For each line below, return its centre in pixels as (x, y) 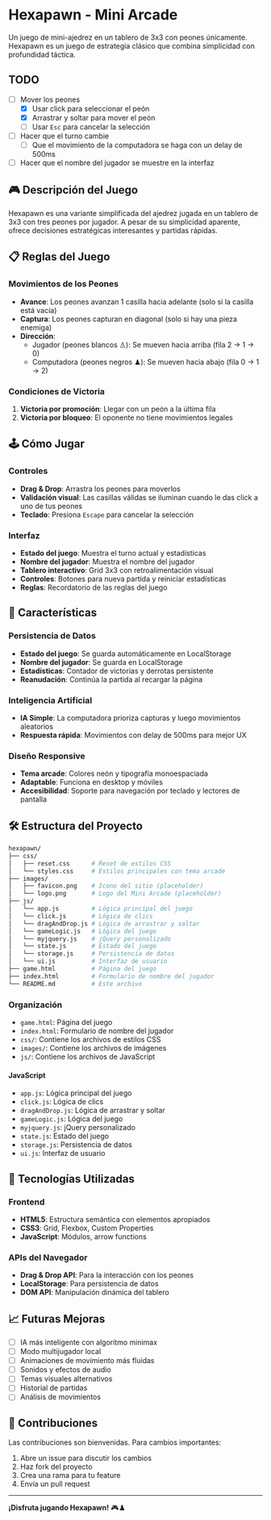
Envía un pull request (55, 1484)
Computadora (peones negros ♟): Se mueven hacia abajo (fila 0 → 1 (146, 362)
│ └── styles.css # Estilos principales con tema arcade (117, 871)
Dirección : (38, 336)
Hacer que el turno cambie (65, 136)
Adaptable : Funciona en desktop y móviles (92, 782)
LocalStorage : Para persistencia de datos (89, 1284)
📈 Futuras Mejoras (57, 1319)
